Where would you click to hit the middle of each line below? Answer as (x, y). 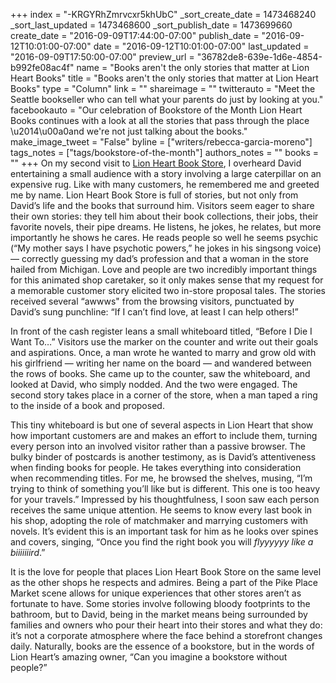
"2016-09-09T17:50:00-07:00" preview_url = (102, 57)
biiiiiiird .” (28, 552)
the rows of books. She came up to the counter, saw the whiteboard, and (160, 373)
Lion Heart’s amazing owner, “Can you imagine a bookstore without (149, 657)
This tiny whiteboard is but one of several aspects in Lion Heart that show (162, 425)
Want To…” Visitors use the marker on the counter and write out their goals (164, 342)
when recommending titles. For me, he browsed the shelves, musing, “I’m (161, 478)
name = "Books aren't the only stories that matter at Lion (193, 67)
